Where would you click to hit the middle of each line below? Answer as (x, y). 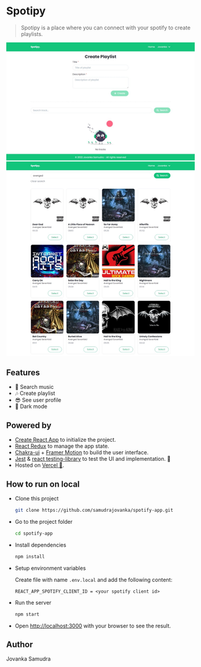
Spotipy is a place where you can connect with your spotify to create (106, 28)
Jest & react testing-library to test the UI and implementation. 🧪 (93, 459)
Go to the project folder (44, 521)
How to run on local (43, 484)
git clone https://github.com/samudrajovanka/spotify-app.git (94, 511)
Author (19, 645)
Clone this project (36, 499)
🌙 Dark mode (31, 406)
